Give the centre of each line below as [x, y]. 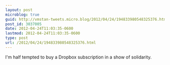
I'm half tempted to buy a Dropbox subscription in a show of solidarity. [78, 57]
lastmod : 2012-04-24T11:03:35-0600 [43, 33]
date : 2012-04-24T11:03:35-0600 [39, 29]
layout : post [19, 10]
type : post [17, 38]
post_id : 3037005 [24, 24]
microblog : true [22, 15]
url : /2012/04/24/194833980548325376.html [51, 43]
